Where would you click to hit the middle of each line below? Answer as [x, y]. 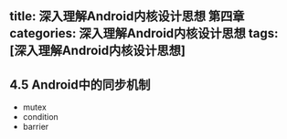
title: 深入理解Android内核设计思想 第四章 [127, 16]
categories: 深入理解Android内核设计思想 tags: [144, 33]
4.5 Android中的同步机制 [80, 85]
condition [41, 117]
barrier [36, 127]
